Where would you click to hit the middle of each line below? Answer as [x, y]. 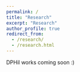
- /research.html [33, 46]
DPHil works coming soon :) [40, 62]
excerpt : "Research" [32, 23]
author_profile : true [33, 28]
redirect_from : [25, 34]
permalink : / [22, 12]
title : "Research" [29, 17]
